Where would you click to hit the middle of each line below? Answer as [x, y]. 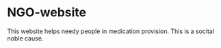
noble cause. [25, 38]
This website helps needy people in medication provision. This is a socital [110, 31]
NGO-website [47, 13]
